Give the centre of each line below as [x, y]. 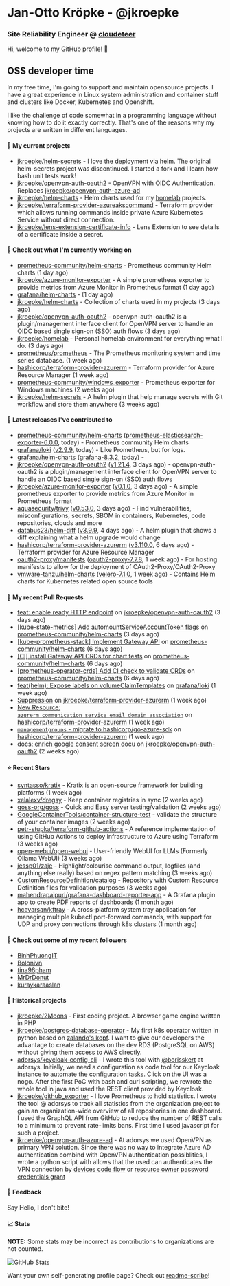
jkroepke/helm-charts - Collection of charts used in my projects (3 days [118, 301]
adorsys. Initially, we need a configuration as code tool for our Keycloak [118, 1067]
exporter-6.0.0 [37, 442]
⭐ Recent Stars [29, 767]
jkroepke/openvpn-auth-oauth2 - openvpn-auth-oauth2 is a [102, 316]
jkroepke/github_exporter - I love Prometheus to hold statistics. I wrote [117, 1096]
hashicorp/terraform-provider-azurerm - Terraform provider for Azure [116, 367]
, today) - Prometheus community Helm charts [123, 442]
